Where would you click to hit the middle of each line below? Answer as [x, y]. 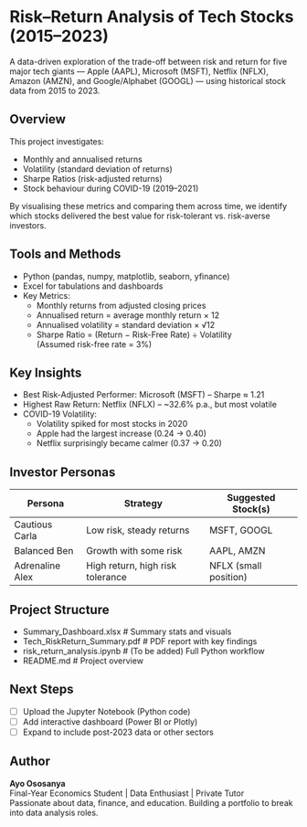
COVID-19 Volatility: [60, 414]
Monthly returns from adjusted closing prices [121, 305]
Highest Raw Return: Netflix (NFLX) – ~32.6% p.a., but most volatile [149, 405]
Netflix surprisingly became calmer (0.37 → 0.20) [129, 443]
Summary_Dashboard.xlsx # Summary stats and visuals [127, 631]
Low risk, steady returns [138, 530]
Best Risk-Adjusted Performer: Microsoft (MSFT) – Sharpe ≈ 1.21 [143, 395]
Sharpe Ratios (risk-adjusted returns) [92, 178]
